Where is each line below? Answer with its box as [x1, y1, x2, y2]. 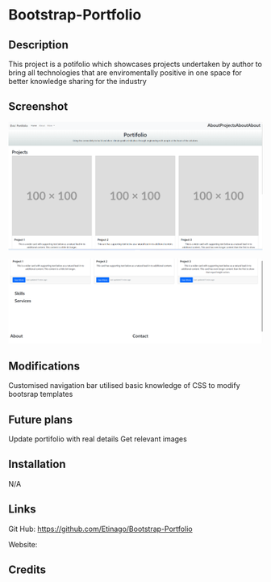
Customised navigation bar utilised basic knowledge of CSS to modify [8, 381, 240, 390]
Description [8, 38, 69, 52]
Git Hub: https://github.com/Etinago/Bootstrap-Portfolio [8, 524, 193, 533]
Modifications [8, 359, 81, 373]
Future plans [8, 412, 73, 426]
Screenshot [8, 99, 69, 114]
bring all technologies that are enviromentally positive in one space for [8, 68, 242, 78]
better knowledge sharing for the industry [8, 77, 147, 86]
